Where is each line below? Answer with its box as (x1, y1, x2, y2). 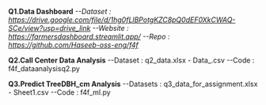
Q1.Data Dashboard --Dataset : (8, 7, 112, 16)
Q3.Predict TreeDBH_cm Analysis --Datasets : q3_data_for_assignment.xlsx (8, 79, 258, 88)
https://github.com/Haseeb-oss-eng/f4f (8, 40, 139, 50)
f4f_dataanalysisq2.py (8, 64, 81, 73)
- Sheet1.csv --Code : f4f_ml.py (8, 88, 111, 97)
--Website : (92, 24, 129, 32)
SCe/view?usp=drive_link (8, 24, 91, 32)
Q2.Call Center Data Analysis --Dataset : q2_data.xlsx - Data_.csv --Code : (8, 55, 255, 65)
